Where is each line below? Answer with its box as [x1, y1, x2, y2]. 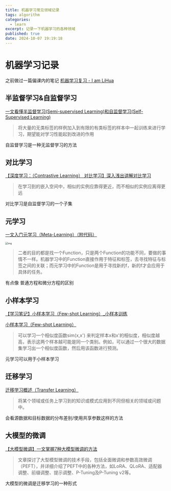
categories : [5, 17, 31, 22]
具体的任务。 [17, 269, 45, 275]
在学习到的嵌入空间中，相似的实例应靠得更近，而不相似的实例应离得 [17, 183, 161, 189]
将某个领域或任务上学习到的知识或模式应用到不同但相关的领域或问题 [17, 398, 161, 404]
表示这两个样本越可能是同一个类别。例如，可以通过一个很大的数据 [27, 339, 166, 345]
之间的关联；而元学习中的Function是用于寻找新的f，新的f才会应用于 [22, 262, 165, 268]
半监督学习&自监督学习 [5, 94, 78, 103]
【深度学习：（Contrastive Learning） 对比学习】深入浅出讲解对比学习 [5, 173, 152, 179]
